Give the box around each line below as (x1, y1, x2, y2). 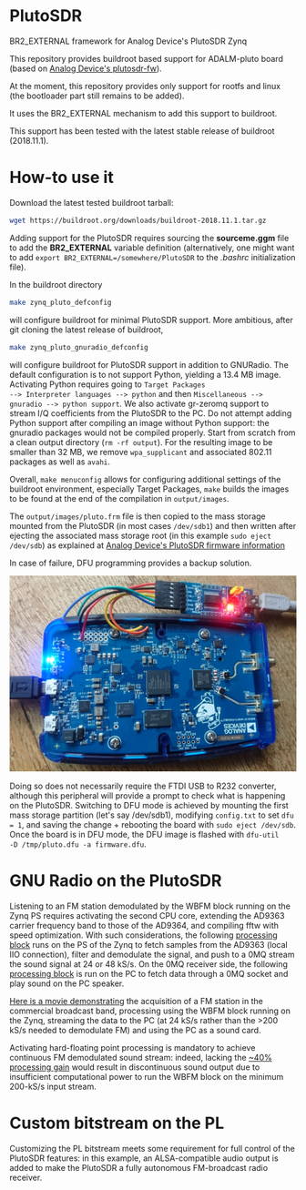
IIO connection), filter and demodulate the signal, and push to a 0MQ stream (9, 949, 295, 960)
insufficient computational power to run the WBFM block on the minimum (9, 1071, 284, 1082)
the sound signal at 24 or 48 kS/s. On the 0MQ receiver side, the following (9, 958, 289, 970)
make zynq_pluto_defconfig (9, 298, 112, 307)
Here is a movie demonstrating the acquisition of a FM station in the (9, 995, 264, 1006)
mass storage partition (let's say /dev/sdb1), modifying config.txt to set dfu (9, 809, 294, 820)
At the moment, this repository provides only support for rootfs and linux (9, 80, 280, 91)
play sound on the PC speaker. (9, 978, 125, 989)
